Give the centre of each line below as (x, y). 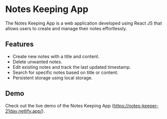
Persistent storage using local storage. (52, 78)
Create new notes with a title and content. (56, 56)
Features (19, 44)
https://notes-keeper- (136, 105)
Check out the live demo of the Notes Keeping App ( (60, 105)
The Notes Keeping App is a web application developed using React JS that (84, 23)
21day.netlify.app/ (24, 111)
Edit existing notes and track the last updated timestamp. (72, 67)
